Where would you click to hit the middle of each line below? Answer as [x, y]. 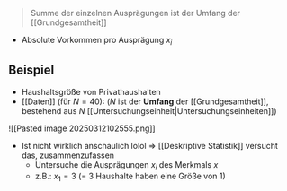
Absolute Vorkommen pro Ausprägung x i [97, 41]
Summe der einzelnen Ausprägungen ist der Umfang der [135, 13]
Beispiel [31, 70]
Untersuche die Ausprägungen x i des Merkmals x [126, 165]
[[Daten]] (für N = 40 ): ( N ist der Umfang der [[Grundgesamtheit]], [145, 101]
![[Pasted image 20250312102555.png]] [82, 128]
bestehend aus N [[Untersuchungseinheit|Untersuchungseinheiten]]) [149, 110]
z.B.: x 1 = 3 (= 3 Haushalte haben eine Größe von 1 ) [130, 177]
